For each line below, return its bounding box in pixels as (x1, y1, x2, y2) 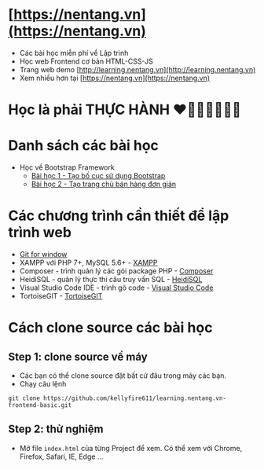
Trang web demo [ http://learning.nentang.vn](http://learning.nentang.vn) (19, 64, 256, 74)
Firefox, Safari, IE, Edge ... (19, 452, 104, 461)
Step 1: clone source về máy (8, 350, 148, 363)
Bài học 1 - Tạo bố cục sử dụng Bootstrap (31, 171, 166, 181)
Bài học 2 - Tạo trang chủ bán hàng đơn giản (31, 179, 177, 189)
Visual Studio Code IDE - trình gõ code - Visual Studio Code (19, 283, 214, 292)
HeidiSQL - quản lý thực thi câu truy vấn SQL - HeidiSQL (19, 275, 203, 284)
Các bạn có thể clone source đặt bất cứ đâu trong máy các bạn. (19, 371, 226, 380)
